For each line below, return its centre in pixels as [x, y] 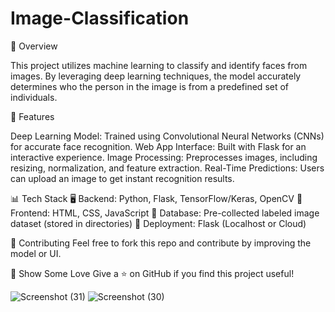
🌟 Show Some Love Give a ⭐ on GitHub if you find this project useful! [152, 273]
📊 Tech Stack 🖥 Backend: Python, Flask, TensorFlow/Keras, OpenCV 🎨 [156, 198]
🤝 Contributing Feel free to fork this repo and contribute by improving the [161, 243]
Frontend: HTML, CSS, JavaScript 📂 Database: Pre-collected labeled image [165, 213]
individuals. [34, 97]
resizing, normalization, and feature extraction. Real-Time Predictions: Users [167, 168]
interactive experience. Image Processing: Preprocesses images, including [164, 157]
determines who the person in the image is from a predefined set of [150, 86]
